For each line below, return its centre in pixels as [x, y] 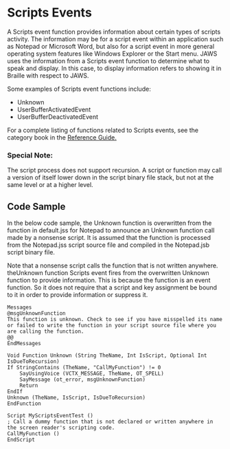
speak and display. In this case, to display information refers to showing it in [114, 68]
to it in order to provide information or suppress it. [78, 295]
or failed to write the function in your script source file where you [112, 326]
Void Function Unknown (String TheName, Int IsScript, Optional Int [107, 355]
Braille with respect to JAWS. [48, 75]
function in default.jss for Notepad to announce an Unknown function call [111, 230]
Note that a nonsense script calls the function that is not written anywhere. [113, 265]
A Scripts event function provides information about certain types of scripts [114, 32]
